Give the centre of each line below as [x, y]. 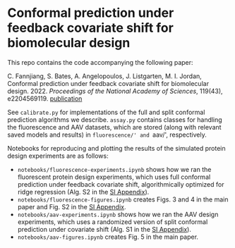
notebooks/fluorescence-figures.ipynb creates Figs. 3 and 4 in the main [123, 199]
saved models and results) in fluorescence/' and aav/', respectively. [107, 135]
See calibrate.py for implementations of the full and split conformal [106, 112]
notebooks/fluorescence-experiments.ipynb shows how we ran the [114, 169]
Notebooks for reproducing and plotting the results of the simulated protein [116, 148]
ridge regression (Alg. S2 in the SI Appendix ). [83, 192]
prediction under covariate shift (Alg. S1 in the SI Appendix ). [104, 229]
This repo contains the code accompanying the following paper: [100, 62]
